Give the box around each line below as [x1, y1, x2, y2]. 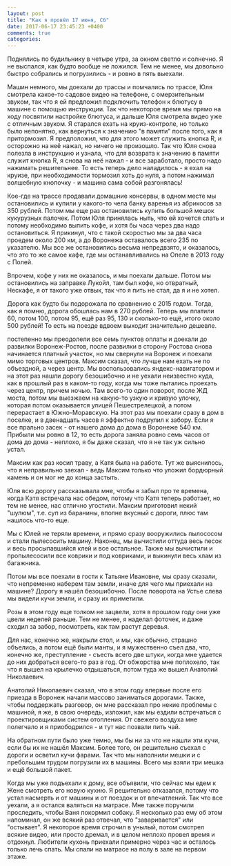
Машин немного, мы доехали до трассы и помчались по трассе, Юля [7, 83, 212, 91]
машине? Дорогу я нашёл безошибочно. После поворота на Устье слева [7, 587, 223, 596]
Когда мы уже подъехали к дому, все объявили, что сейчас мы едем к [7, 779, 217, 787]
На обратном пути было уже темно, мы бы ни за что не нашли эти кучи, [7, 736, 220, 744]
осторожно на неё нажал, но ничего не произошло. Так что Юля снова [7, 142, 217, 150]
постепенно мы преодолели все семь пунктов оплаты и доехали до [7, 335, 208, 343]
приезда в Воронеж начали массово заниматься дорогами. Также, [7, 693, 205, 702]
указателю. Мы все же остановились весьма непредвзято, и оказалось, [7, 243, 221, 252]
